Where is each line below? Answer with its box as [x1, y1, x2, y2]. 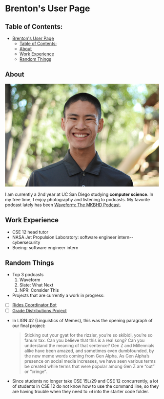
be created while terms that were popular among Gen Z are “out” [24, 363, 155, 369]
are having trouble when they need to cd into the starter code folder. [12, 388, 149, 394]
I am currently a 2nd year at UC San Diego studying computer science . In [5, 191, 154, 197]
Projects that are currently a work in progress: [12, 292, 105, 299]
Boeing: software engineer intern [12, 244, 79, 250]
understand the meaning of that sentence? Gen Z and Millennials [24, 342, 155, 348]
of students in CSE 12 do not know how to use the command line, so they [12, 383, 159, 389]
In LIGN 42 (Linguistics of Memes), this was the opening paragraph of [12, 317, 153, 323]
